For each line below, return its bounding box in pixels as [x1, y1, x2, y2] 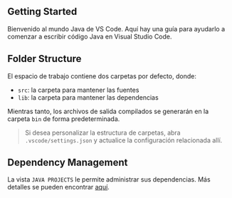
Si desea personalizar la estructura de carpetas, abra [24, 128, 181, 137]
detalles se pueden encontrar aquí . [7, 183, 110, 192]
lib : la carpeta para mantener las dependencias [17, 93, 159, 102]
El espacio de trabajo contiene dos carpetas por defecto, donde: [7, 71, 197, 80]
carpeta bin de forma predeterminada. [7, 114, 120, 123]
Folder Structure [7, 53, 82, 65]
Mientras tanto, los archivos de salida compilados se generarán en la [7, 107, 209, 115]
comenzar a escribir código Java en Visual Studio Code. [7, 32, 172, 41]
